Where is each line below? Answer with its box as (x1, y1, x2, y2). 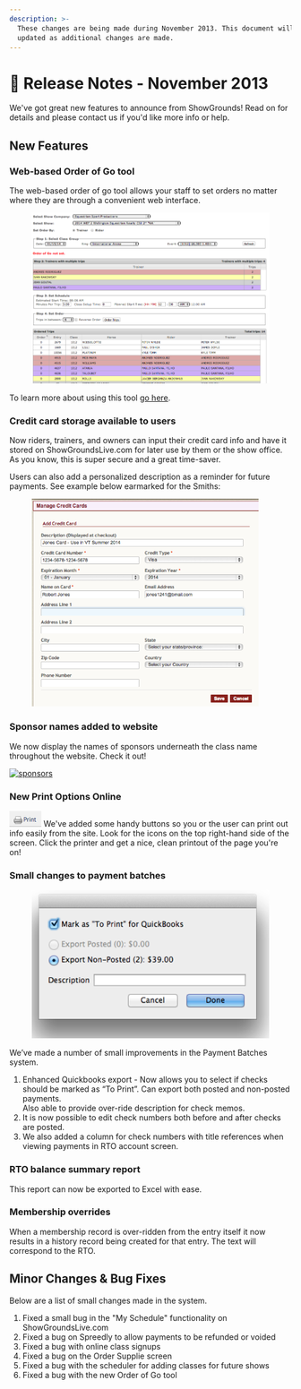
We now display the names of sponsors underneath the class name (9, 741, 258, 751)
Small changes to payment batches (9, 869, 167, 881)
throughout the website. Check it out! (9, 750, 147, 761)
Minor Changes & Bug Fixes (9, 1272, 167, 1287)
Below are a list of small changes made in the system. (9, 1295, 208, 1306)
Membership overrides (9, 1205, 111, 1218)
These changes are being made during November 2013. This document (17, 23, 275, 33)
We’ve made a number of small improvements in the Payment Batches (9, 1048, 268, 1059)
